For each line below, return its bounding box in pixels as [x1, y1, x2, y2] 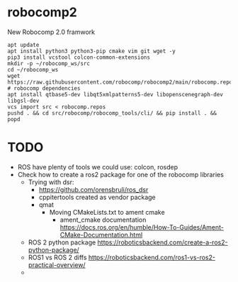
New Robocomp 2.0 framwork [7, 28, 96, 36]
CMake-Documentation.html [59, 230, 143, 239]
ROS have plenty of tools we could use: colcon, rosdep [17, 162, 178, 171]
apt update [7, 41, 40, 48]
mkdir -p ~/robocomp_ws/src [7, 60, 91, 67]
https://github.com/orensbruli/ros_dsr [38, 185, 149, 193]
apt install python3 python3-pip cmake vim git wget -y [7, 47, 176, 55]
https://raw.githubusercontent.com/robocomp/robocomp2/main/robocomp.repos [7, 79, 236, 86]
